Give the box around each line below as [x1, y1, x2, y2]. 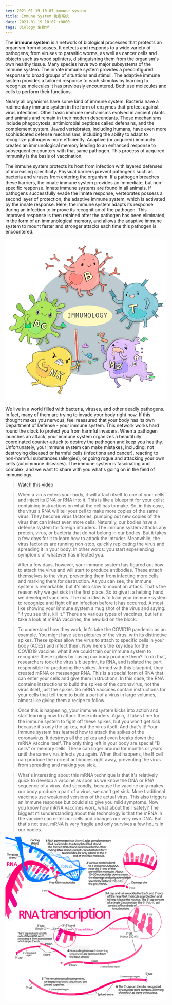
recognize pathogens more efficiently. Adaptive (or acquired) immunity [5, 137, 156, 143]
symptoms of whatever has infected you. [17, 552, 105, 558]
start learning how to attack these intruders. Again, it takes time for [17, 713, 160, 719]
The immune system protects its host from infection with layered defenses [5, 163, 163, 169]
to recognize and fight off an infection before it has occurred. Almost [17, 600, 164, 606]
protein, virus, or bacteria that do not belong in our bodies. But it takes [17, 530, 167, 536]
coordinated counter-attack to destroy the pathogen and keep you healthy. [5, 439, 163, 445]
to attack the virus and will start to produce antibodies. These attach [17, 567, 163, 573]
